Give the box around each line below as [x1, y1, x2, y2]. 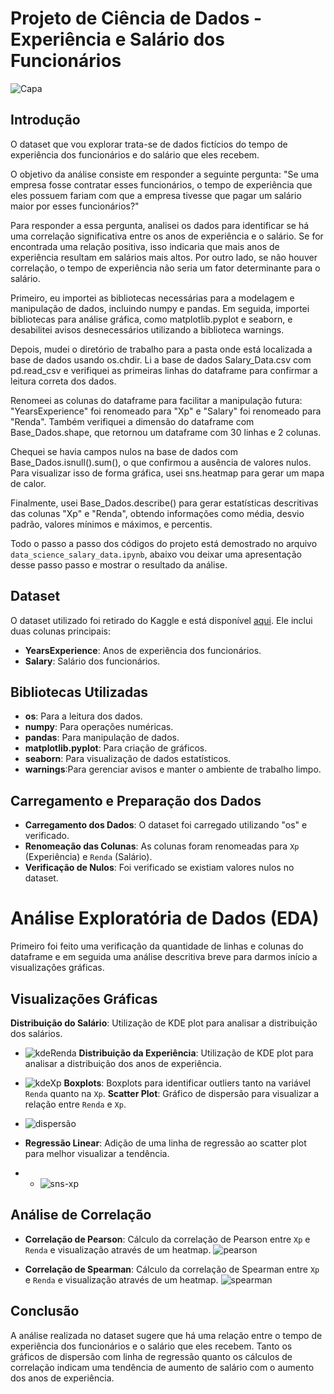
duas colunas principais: [10, 625, 111, 637]
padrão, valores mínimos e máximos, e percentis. [10, 518, 213, 530]
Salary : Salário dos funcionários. [24, 655, 161, 667]
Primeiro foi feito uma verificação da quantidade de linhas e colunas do [10, 940, 304, 952]
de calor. [10, 477, 47, 489]
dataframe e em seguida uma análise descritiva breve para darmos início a [10, 951, 318, 963]
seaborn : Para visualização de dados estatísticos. [24, 753, 232, 765]
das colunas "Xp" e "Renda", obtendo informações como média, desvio [10, 507, 305, 519]
